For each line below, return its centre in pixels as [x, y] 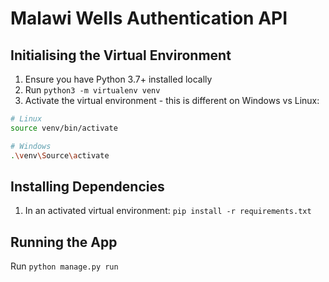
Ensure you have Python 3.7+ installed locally [118, 79]
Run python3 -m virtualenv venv [92, 90]
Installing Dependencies [87, 186]
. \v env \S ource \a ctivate [60, 155]
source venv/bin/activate [64, 128]
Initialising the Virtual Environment [121, 55]
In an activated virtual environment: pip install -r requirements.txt [168, 211]
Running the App [64, 242]
